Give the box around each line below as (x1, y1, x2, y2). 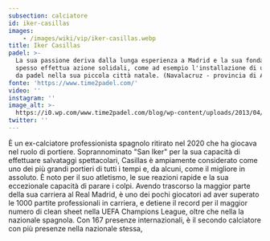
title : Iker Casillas (8, 42, 81, 50)
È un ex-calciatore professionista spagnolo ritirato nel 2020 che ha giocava (8, 138, 257, 148)
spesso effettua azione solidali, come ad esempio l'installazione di (15, 64, 257, 72)
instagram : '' (8, 94, 56, 102)
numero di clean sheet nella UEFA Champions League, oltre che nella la (8, 206, 244, 216)
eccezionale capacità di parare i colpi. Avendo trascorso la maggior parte (8, 181, 251, 190)
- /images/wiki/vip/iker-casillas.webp (22, 34, 157, 43)
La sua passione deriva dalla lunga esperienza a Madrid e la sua (15, 57, 243, 65)
